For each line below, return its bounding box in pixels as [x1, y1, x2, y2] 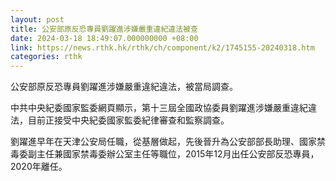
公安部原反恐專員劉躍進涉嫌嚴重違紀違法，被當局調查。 [10, 81, 238, 93]
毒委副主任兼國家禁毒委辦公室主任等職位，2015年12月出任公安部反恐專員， [10, 148, 320, 160]
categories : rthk [10, 52, 83, 62]
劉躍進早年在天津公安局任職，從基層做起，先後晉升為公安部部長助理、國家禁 [10, 136, 326, 148]
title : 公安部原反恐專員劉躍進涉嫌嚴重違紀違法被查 [10, 24, 198, 34]
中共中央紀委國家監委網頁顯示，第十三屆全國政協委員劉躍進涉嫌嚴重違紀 [10, 102, 308, 114]
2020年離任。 [10, 161, 68, 173]
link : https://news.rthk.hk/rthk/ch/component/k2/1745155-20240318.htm [10, 42, 315, 53]
